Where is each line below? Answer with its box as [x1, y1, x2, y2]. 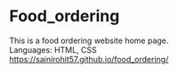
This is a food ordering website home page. [9, 35, 169, 46]
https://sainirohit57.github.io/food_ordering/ [9, 54, 169, 64]
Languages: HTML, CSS [9, 44, 98, 55]
